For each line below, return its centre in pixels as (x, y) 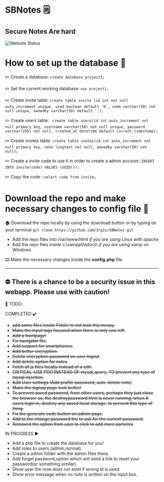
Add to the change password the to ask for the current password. (78, 419)
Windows (21, 250)
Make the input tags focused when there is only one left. (69, 330)
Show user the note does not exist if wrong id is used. (66, 469)
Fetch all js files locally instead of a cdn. (52, 367)
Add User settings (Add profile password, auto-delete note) (72, 382)
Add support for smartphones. (42, 346)
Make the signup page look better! (47, 387)
